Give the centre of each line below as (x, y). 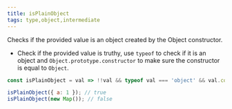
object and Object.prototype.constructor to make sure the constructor (118, 60)
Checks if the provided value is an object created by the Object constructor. (115, 39)
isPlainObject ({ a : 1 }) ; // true (57, 93)
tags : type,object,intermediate (54, 20)
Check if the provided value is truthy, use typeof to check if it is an (112, 53)
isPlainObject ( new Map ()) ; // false (60, 99)
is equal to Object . (43, 68)
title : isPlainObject (38, 13)
